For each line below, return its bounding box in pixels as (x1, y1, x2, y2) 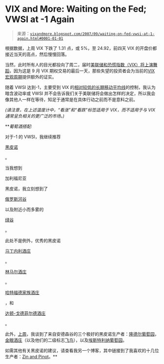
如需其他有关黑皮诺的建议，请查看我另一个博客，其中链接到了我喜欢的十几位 (5, 347, 159, 353)
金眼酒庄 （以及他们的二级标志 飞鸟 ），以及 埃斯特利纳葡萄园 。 (5, 337, 127, 343)
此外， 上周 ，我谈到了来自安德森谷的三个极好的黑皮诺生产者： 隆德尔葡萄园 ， (5, 331, 159, 337)
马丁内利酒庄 (5, 248, 31, 254)
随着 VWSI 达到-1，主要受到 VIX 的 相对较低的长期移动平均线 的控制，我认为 (5, 84, 156, 90)
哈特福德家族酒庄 (5, 289, 40, 295)
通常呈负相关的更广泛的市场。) (5, 113, 65, 119)
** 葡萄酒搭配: (5, 123, 33, 129)
